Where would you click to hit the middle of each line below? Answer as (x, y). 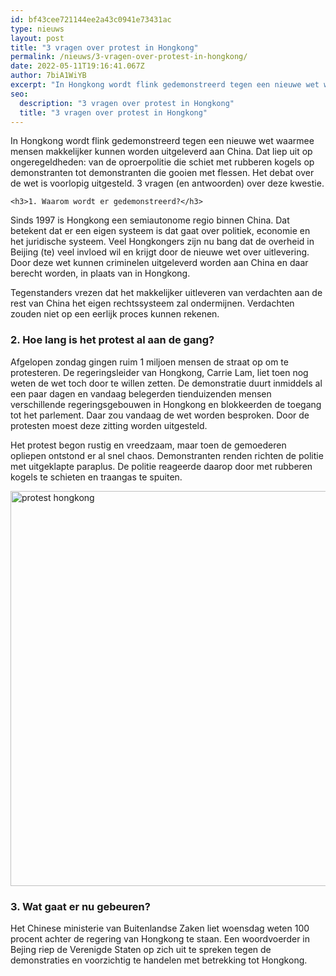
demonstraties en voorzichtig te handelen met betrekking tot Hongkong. (159, 960)
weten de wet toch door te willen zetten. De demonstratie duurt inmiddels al (166, 383)
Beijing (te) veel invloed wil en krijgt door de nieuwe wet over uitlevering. (160, 252)
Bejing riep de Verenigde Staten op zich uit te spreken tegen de (141, 949)
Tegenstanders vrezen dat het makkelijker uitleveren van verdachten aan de (166, 293)
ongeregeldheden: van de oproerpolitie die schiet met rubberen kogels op (162, 162)
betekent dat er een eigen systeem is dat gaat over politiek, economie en (160, 231)
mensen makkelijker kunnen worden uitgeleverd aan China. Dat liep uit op (161, 152)
